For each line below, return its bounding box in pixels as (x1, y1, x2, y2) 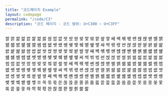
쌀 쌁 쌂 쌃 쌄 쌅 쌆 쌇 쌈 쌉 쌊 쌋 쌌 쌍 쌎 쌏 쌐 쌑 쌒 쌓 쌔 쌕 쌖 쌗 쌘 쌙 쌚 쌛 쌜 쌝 (5, 35, 163, 41)
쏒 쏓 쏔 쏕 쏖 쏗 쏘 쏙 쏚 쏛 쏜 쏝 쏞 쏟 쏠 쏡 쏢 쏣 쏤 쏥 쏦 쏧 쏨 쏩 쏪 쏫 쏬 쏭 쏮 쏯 (5, 79, 163, 85)
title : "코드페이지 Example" (5, 7, 61, 12)
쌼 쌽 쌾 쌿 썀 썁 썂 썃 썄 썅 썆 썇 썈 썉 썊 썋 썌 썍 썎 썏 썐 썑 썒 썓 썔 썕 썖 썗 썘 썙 (5, 48, 163, 54)
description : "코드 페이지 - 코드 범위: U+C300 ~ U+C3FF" (5, 21, 120, 26)
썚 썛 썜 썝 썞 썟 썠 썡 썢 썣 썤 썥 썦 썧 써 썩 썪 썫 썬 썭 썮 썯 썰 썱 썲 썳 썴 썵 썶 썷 (5, 54, 163, 60)
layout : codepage (5, 12, 42, 17)
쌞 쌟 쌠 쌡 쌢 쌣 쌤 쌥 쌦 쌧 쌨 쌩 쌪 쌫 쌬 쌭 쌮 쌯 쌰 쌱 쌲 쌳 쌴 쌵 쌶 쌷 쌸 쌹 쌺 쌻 (5, 42, 163, 48)
